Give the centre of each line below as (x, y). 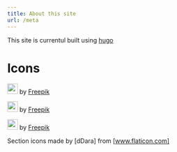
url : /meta (23, 20)
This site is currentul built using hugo (60, 40)
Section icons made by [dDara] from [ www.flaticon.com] (88, 141)
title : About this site (42, 14)
